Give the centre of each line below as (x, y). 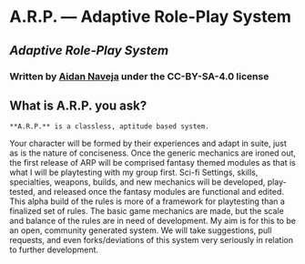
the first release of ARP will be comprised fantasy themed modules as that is (152, 163)
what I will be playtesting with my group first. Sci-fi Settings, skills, (134, 173)
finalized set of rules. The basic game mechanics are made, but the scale (147, 211)
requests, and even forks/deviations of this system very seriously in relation (152, 240)
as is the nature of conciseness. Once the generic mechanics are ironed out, (152, 153)
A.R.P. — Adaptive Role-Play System (150, 17)
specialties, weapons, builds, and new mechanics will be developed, (137, 182)
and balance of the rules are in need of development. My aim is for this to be (152, 221)
